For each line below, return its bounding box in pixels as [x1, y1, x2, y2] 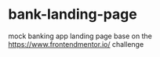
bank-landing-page [8, 5, 137, 23]
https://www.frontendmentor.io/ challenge [8, 39, 144, 48]
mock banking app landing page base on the [8, 31, 153, 41]
